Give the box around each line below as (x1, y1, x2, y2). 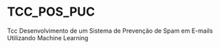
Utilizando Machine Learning (7, 33, 89, 42)
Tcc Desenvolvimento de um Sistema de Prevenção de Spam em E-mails (7, 27, 213, 35)
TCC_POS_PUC (7, 4, 96, 20)
